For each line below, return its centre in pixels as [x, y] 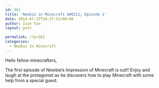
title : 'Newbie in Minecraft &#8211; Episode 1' [56, 14]
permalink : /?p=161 [25, 37]
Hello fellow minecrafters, [31, 60]
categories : [17, 42]
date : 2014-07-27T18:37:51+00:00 [39, 19]
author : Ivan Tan [23, 23]
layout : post [18, 28]
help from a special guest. [32, 80]
